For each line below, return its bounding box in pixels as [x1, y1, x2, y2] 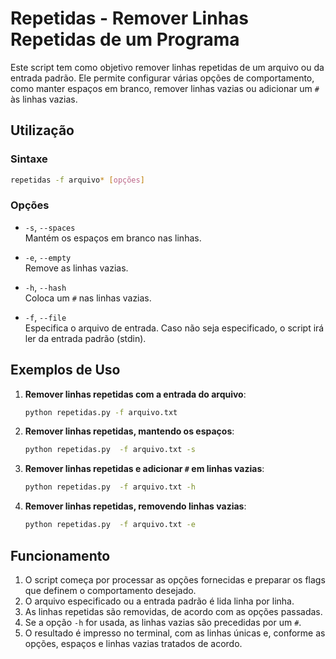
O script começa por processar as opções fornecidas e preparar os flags [24, 573, 326, 586]
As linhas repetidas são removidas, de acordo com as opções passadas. [24, 605, 323, 617]
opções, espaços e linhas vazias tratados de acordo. [24, 637, 243, 649]
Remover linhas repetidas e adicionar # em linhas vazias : [24, 463, 265, 475]
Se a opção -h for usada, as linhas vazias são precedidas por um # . [24, 616, 302, 628]
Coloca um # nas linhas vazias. [24, 292, 152, 304]
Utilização [10, 122, 75, 139]
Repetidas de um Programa [10, 28, 240, 51]
